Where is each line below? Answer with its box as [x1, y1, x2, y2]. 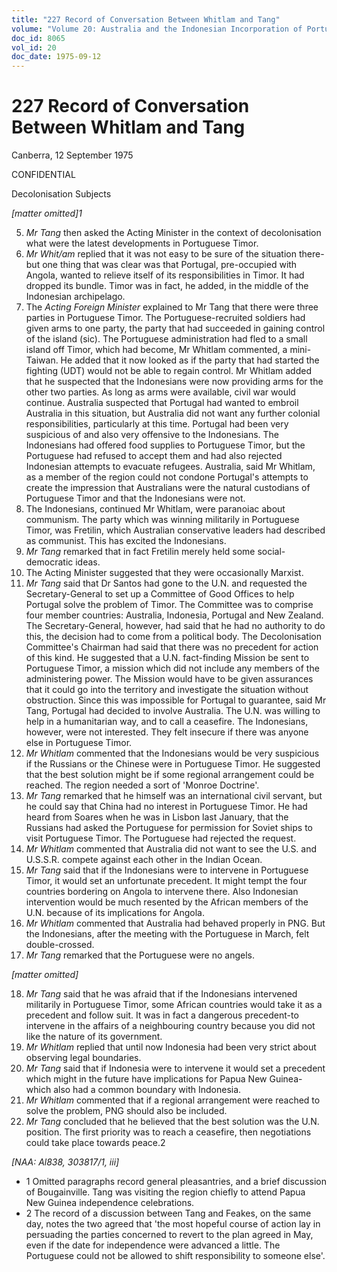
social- [257, 546, 286, 558]
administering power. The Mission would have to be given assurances [25, 673, 314, 685]
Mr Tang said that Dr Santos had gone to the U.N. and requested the [25, 577, 308, 590]
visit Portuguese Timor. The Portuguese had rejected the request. [25, 832, 297, 845]
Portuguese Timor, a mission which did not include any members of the [25, 662, 320, 675]
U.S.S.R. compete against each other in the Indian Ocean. [25, 854, 263, 866]
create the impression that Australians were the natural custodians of [25, 482, 311, 494]
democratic [25, 556, 74, 568]
